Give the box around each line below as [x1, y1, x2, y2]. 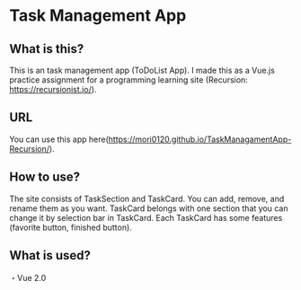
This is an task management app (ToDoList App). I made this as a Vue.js [9, 65, 276, 75]
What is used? [9, 248, 92, 263]
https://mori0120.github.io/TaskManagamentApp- [108, 134, 292, 145]
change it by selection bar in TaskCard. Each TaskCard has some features [9, 212, 283, 223]
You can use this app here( [9, 134, 110, 145]
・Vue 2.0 [9, 273, 47, 284]
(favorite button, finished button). [9, 222, 132, 233]
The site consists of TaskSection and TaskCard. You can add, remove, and [9, 193, 285, 204]
